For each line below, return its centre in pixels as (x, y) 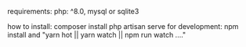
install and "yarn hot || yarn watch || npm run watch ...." (97, 35)
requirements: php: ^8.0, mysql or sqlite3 (73, 11)
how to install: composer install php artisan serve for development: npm (123, 26)
